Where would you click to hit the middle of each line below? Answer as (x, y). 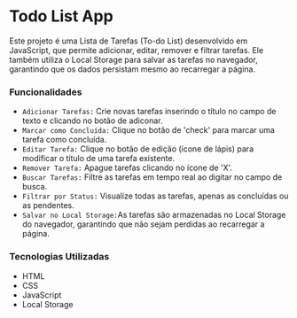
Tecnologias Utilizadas (59, 257)
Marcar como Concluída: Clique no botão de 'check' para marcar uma (148, 130)
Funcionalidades (46, 92)
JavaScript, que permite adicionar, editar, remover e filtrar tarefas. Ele (137, 50)
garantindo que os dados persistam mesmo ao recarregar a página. (132, 69)
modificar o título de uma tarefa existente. (98, 159)
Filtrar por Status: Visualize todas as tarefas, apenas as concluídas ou (155, 196)
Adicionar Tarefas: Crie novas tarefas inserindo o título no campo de (149, 112)
